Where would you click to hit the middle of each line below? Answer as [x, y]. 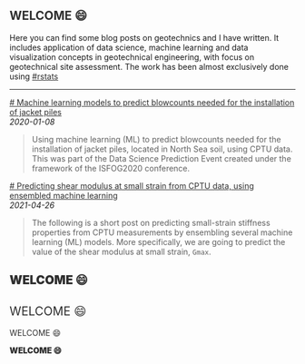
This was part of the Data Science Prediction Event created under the [162, 158]
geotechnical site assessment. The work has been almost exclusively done [149, 66]
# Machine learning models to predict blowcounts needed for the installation [152, 102]
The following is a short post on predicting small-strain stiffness [151, 222]
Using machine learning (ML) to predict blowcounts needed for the [156, 139]
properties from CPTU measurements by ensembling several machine [162, 232]
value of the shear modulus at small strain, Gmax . [121, 251]
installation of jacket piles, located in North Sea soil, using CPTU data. [162, 149]
